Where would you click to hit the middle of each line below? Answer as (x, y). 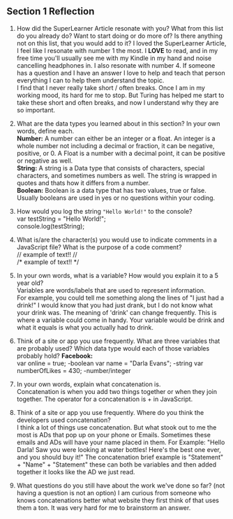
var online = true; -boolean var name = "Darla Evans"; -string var (110, 363)
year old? (30, 283)
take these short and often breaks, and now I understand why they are (118, 102)
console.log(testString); (51, 226)
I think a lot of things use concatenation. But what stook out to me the (116, 427)
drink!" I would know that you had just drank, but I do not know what (115, 305)
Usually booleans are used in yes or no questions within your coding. (116, 198)
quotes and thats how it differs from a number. (83, 183)
